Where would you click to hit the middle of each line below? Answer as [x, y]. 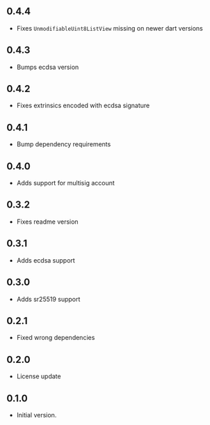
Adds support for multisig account [66, 183]
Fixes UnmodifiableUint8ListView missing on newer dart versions [110, 28]
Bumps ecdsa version [48, 67]
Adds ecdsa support [46, 260]
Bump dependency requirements [64, 144]
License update [39, 376]
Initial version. [37, 415]
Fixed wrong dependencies [56, 338]
